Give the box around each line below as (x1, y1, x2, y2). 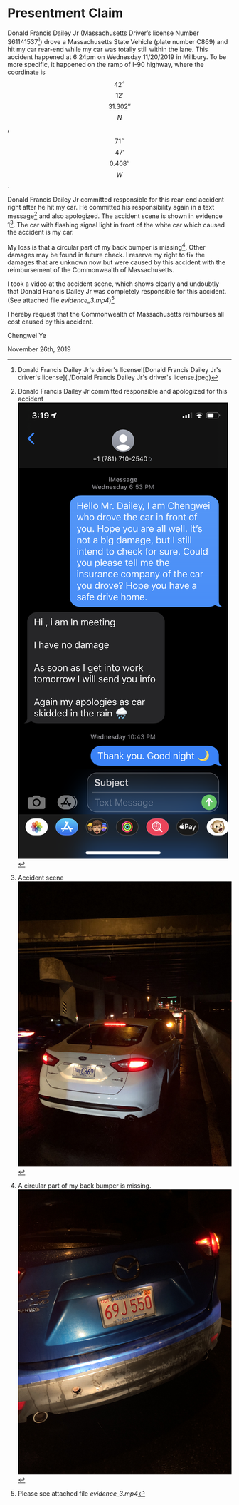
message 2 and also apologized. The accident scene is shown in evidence (7, 210, 223, 220)
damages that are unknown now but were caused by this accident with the (7, 258, 226, 267)
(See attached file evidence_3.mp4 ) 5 (7, 294, 115, 304)
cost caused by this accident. (7, 317, 94, 326)
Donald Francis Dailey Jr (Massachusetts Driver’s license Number (7, 29, 199, 37)
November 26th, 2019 (7, 344, 71, 354)
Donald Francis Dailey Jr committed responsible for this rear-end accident (7, 195, 224, 204)
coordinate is (7, 68, 46, 76)
